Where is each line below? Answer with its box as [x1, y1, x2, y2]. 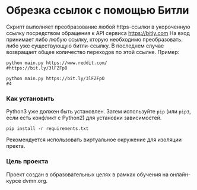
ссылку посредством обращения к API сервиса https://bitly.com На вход [6, 29, 190, 36]
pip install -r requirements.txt [6, 126, 89, 132]
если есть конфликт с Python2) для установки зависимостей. [6, 114, 162, 122]
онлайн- [170, 170, 191, 178]
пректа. [6, 142, 26, 150]
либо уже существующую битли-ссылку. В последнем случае [6, 42, 164, 49]
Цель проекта [6, 157, 49, 166]
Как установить [6, 94, 55, 103]
